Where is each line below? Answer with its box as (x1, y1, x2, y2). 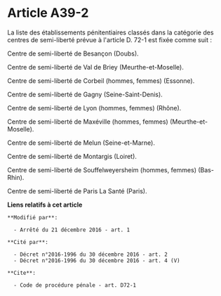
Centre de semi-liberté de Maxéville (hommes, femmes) (7, 117, 168, 126)
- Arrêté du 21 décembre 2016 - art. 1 (13, 226, 130, 233)
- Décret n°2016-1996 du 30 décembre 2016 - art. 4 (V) (13, 257, 180, 264)
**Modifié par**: (7, 214, 58, 221)
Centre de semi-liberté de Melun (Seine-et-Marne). (7, 139, 156, 147)
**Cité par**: (7, 238, 49, 245)
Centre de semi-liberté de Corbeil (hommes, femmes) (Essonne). (7, 76, 195, 85)
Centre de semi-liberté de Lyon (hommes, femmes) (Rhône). (7, 103, 182, 112)
